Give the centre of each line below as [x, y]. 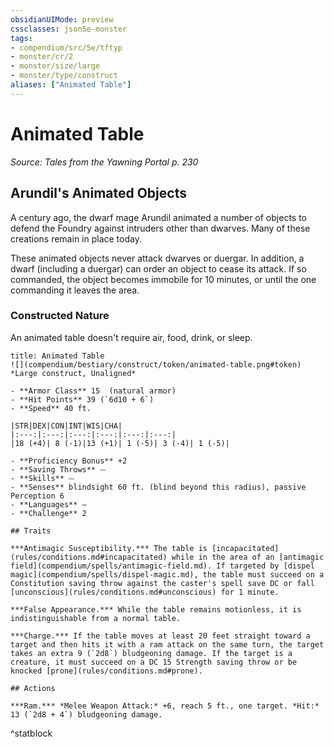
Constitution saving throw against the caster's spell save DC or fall [162, 583]
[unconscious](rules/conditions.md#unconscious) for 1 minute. [145, 592]
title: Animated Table [57, 356]
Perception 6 [37, 496]
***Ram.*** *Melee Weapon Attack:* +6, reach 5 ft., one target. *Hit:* [165, 706]
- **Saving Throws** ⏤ [58, 469]
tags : [21, 38]
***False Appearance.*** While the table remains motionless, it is [156, 609]
